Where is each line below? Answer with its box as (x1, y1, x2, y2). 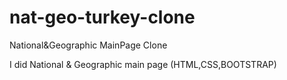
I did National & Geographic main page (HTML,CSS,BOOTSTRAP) (9, 58, 277, 70)
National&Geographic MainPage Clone (9, 39, 168, 51)
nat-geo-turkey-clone (9, 6, 196, 29)
